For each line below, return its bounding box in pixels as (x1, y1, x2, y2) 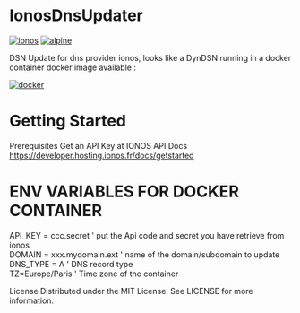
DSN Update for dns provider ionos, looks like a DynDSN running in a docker (9, 52, 292, 63)
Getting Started (9, 111, 127, 131)
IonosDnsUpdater (9, 5, 143, 26)
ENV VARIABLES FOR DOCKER (9, 181, 240, 202)
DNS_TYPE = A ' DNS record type (9, 258, 133, 269)
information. (9, 295, 55, 306)
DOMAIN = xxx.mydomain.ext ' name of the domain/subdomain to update (9, 248, 280, 260)
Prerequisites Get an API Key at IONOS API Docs (9, 140, 188, 151)
